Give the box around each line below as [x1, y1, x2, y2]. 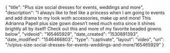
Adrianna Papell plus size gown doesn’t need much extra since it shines [5, 20, 155, 26]
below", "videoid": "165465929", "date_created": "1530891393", [5, 31, 139, 37]
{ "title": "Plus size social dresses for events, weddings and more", [5, 5, 144, 10]
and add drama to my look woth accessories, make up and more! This [5, 15, 151, 21]
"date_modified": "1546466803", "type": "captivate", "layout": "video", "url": [5, 36, 164, 42]
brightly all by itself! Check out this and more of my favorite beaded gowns [5, 26, 161, 32]
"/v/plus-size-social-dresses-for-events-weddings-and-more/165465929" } [5, 42, 164, 47]
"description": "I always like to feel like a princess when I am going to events [5, 10, 165, 16]
